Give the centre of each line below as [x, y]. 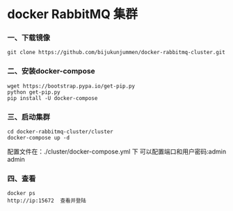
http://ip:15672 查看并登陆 [47, 201]
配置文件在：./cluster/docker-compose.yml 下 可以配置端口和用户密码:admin [117, 152]
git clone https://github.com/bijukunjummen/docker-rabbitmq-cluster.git [116, 53]
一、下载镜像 [29, 37]
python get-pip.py [34, 92]
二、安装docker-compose [51, 71]
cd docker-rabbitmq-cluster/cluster [60, 132]
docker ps [22, 194]
